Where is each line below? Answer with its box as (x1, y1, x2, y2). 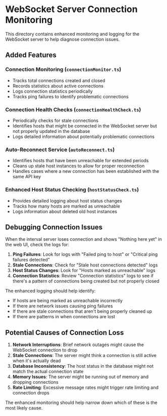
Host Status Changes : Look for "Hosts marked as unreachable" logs (12, 267, 155, 273)
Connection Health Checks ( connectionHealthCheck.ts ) (5, 106, 141, 113)
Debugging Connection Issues (5, 223, 103, 231)
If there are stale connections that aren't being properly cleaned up (12, 308, 152, 314)
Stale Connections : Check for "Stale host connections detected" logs (12, 262, 158, 268)
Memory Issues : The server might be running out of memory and (12, 374, 149, 380)
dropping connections (12, 379, 59, 385)
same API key (12, 174, 41, 180)
